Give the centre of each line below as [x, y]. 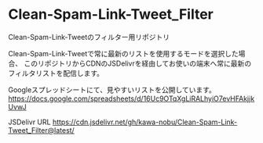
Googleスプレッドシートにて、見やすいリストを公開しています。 [112, 89]
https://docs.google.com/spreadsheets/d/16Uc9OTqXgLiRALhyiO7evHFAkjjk [131, 98]
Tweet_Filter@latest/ [41, 130]
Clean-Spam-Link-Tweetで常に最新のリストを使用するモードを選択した [124, 53]
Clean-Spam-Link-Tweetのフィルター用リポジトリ [89, 37]
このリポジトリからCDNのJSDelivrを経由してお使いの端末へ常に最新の [137, 63]
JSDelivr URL [29, 122]
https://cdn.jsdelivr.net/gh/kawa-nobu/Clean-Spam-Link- [145, 122]
